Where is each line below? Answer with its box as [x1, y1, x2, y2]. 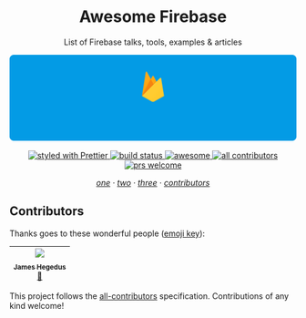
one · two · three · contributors [96, 178, 210, 189]
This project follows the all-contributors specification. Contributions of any [9, 290, 290, 302]
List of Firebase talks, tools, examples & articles [63, 36, 243, 47]
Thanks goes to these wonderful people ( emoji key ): [9, 228, 206, 239]
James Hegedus [13, 262, 66, 272]
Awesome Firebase [78, 6, 228, 27]
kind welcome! [9, 300, 65, 311]
